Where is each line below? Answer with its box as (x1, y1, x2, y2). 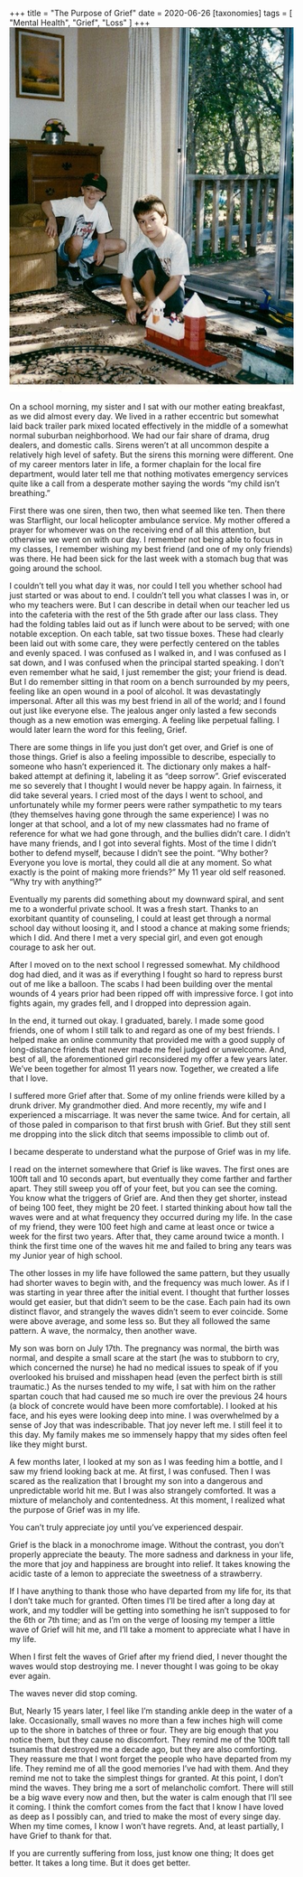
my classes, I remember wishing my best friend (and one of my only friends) (9, 543, 293, 554)
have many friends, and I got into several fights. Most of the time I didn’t (9, 838, 277, 849)
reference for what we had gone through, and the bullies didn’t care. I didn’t (9, 828, 290, 839)
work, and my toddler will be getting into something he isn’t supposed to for (9, 1604, 291, 1616)
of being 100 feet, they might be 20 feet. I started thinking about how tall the (9, 1202, 292, 1213)
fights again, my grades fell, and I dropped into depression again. (9, 998, 252, 1009)
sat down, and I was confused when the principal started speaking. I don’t (9, 657, 284, 668)
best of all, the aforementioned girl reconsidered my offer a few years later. (9, 1053, 289, 1065)
